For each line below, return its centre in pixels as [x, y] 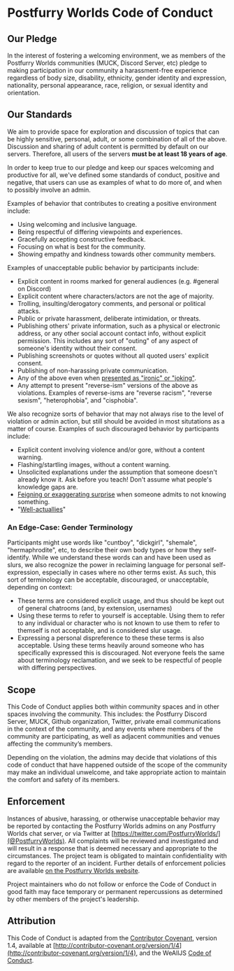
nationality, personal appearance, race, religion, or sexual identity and [108, 85]
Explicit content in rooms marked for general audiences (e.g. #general [118, 281]
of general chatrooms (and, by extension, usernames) [95, 608]
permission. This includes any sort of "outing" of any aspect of [108, 340]
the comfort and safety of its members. [64, 779]
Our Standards [40, 114]
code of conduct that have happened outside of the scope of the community [117, 764]
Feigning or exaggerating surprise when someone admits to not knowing [122, 494]
